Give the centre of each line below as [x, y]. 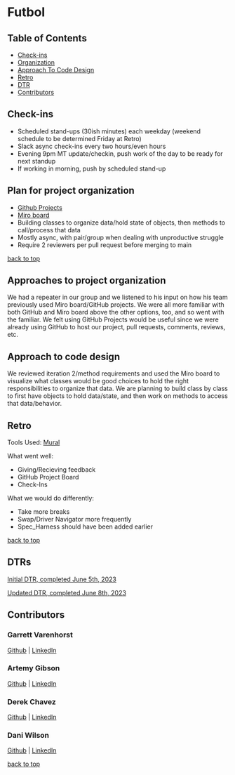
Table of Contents [47, 38]
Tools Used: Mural [34, 442]
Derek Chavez [32, 701]
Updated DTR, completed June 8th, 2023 [67, 592]
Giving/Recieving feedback [56, 470]
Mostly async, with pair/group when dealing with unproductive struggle [121, 237]
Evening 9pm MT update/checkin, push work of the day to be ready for [120, 153]
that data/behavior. [34, 404]
